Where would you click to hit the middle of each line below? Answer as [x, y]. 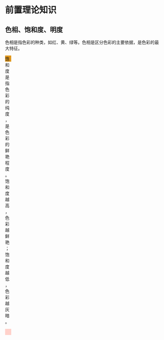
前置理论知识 [31, 10]
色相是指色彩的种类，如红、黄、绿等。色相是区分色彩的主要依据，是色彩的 [80, 42]
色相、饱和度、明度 [34, 30]
